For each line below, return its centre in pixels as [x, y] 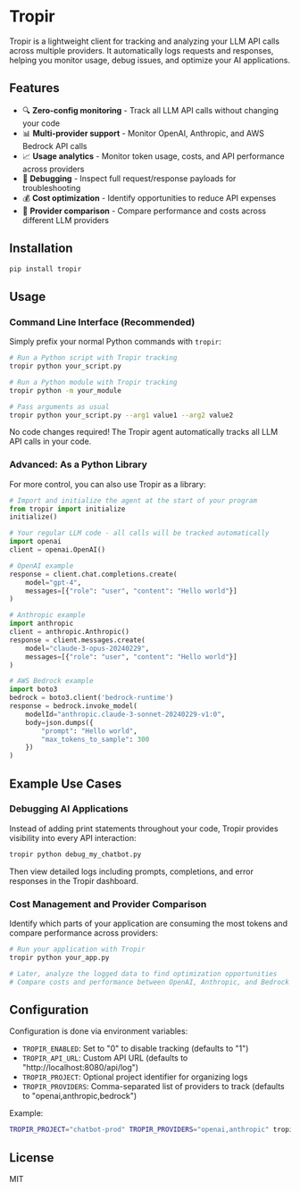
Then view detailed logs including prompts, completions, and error [132, 871]
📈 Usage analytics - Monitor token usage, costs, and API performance [153, 156]
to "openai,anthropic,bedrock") [79, 1096]
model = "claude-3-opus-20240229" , [87, 648]
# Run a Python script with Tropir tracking [93, 358]
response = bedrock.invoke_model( [74, 706]
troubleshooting [51, 187]
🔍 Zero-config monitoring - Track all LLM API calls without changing [150, 110]
